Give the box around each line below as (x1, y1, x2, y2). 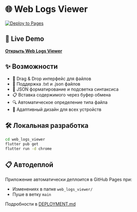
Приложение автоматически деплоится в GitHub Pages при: (5, 176, 133, 182)
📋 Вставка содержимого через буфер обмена (12, 92, 111, 98)
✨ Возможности (5, 62, 58, 71)
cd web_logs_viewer (5, 137, 46, 142)
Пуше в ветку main (12, 191, 51, 197)
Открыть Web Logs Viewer (5, 48, 63, 54)
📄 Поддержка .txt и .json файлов (12, 81, 81, 87)
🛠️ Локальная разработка (5, 121, 89, 130)
